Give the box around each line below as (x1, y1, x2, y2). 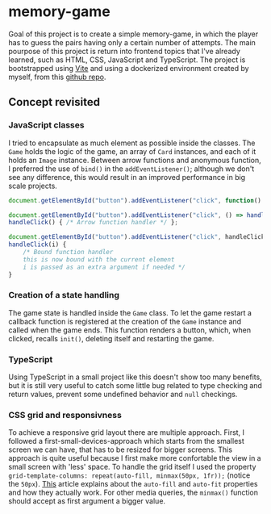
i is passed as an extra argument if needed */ (23, 263, 186, 271)
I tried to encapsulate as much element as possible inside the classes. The (8, 138, 256, 148)
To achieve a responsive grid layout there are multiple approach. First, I (8, 428, 244, 437)
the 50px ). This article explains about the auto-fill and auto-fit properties (8, 479, 258, 489)
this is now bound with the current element (23, 255, 175, 264)
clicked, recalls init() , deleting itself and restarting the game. (8, 333, 215, 343)
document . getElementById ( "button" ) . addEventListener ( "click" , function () (8, 196, 262, 204)
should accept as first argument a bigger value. (8, 496, 166, 506)
